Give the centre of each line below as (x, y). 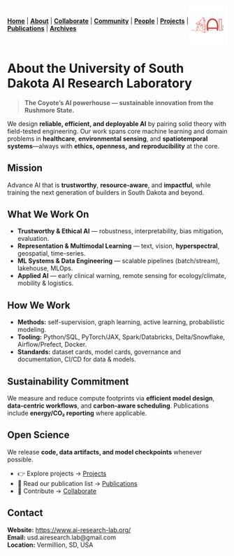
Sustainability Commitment (68, 381)
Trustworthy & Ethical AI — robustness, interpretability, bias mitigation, (120, 231)
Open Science (38, 435)
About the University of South (96, 68)
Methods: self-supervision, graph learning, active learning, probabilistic (121, 322)
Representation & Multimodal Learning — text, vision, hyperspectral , (118, 246)
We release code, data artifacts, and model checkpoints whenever (105, 452)
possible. (20, 459)
